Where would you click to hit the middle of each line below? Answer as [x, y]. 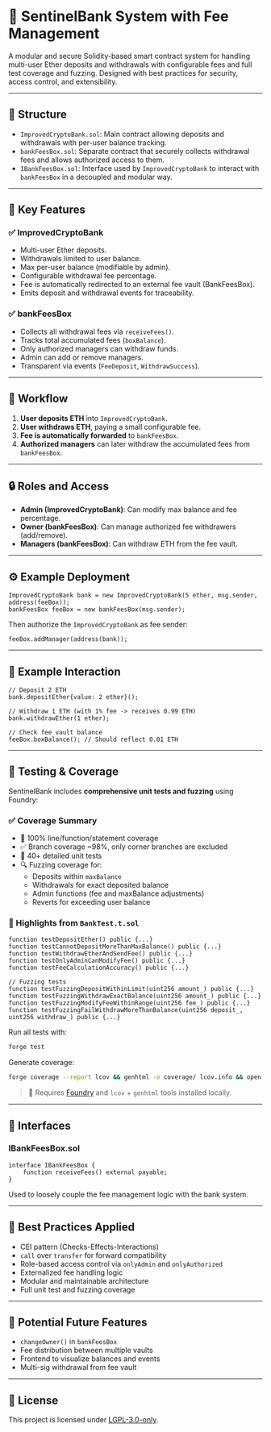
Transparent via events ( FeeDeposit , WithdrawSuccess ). [110, 365]
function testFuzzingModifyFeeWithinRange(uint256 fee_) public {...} [129, 1003]
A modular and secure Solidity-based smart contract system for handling [129, 56]
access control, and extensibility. [63, 81]
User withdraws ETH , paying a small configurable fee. [110, 427]
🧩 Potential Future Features [78, 1323]
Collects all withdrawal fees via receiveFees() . [97, 331]
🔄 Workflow [38, 399]
